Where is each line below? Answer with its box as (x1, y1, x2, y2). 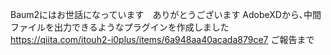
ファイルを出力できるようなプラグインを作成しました (10, 21, 230, 33)
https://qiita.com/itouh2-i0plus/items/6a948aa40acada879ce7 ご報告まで (10, 34, 315, 45)
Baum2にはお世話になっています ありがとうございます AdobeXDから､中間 (10, 9, 322, 20)
